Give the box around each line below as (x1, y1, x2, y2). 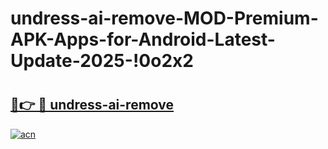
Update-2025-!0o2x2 (10, 50, 194, 72)
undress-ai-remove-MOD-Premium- (10, 7, 319, 30)
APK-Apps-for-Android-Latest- (10, 28, 276, 51)
